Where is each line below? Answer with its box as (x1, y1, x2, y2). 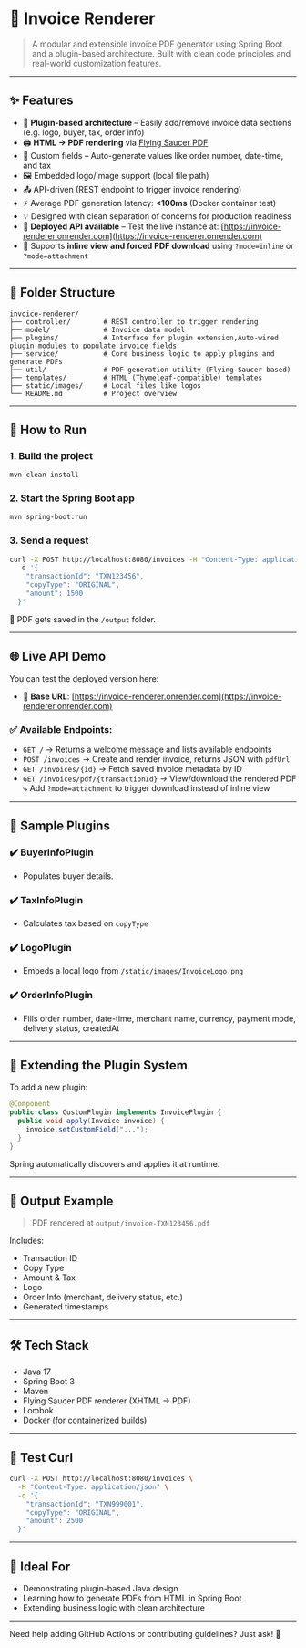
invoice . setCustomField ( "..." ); (25, 1124, 148, 1134)
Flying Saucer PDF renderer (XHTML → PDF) (22, 1395, 191, 1406)
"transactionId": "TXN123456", (25, 572, 145, 581)
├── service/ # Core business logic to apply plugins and (9, 349, 275, 359)
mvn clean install (9, 470, 79, 480)
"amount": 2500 (25, 1517, 84, 1526)
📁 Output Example (9, 1193, 114, 1208)
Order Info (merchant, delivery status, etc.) (22, 1291, 184, 1303)
